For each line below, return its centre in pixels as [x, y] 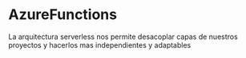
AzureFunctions [63, 15]
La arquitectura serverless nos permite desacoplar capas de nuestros [123, 37]
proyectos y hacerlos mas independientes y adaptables [100, 44]
